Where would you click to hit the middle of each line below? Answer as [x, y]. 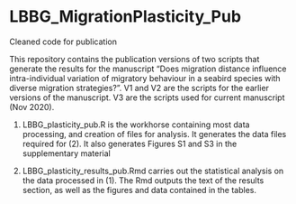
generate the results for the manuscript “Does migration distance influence [148, 69]
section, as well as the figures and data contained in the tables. [139, 190]
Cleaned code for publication [63, 42]
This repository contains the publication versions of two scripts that [135, 59]
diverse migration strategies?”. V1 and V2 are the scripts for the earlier [139, 88]
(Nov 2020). [32, 107]
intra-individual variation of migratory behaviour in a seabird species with [145, 78]
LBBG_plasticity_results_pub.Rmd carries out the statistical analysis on [153, 171]
